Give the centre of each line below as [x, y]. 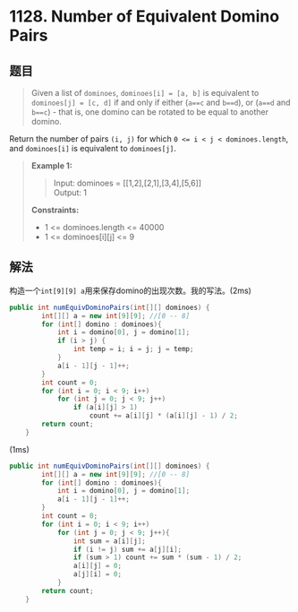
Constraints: [55, 210]
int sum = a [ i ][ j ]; [109, 541]
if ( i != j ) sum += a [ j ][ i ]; [127, 549]
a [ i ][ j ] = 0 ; [98, 566]
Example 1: [52, 166]
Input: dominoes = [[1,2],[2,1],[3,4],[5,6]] [128, 183]
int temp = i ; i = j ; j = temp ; [133, 349]
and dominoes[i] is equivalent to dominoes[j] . [93, 148]
